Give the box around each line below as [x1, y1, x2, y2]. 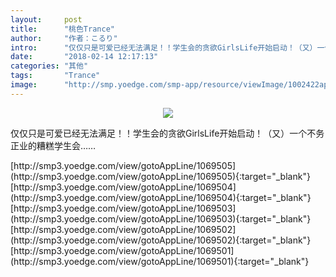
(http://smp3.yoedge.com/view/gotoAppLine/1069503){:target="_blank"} [10, 212, 312, 225]
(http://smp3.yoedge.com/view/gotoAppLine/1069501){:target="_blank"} [10, 255, 310, 267]
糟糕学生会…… [36, 139, 97, 151]
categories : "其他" [10, 61, 89, 71]
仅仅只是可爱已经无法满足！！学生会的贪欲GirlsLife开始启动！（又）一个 [10, 127, 308, 139]
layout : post [10, 14, 83, 25]
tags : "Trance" [10, 71, 101, 81]
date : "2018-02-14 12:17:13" [10, 52, 159, 62]
